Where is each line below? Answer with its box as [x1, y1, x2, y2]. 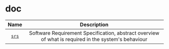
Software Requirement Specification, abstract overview [29, 29, 159, 36]
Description [79, 21, 109, 28]
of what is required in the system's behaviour [41, 35, 147, 42]
